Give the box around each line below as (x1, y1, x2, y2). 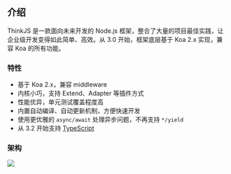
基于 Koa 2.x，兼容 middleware (17, 80, 107, 89)
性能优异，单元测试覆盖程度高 (17, 98, 104, 106)
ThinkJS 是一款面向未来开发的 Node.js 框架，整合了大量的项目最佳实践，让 (7, 27, 224, 35)
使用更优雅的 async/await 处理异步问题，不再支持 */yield (17, 115, 184, 124)
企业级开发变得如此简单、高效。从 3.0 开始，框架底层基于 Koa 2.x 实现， (7, 35, 217, 43)
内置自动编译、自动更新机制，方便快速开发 (17, 107, 141, 115)
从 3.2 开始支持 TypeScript (17, 124, 94, 133)
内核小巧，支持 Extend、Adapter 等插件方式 (17, 89, 144, 98)
